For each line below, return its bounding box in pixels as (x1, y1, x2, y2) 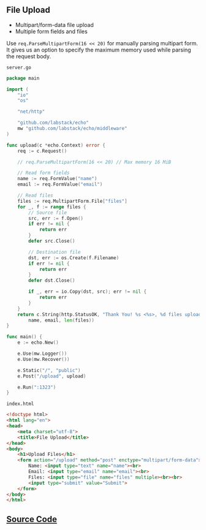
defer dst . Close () (28, 278, 75, 284)
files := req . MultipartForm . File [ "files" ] (17, 198, 128, 204)
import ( (6, 86, 29, 93)
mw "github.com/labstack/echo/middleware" (17, 126, 128, 132)
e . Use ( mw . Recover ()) (17, 356, 70, 362)
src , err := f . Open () (28, 215, 84, 221)
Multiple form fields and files (15, 28, 88, 35)
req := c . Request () (17, 148, 67, 154)
